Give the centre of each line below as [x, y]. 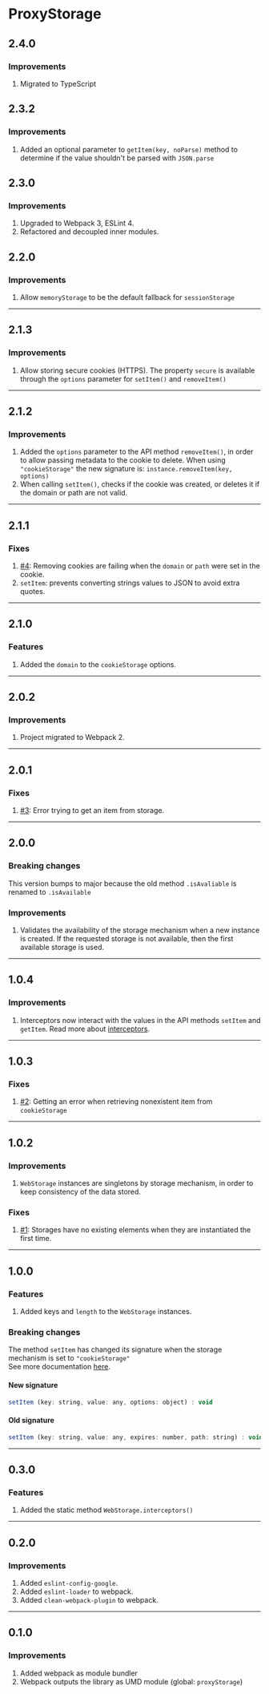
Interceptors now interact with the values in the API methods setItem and [140, 1020]
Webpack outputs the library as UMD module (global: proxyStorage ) [131, 1681]
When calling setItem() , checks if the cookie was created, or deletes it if [140, 484]
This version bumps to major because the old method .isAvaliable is [122, 883]
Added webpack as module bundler [79, 1673]
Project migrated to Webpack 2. [72, 738]
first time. [36, 1239]
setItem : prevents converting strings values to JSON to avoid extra [130, 583]
